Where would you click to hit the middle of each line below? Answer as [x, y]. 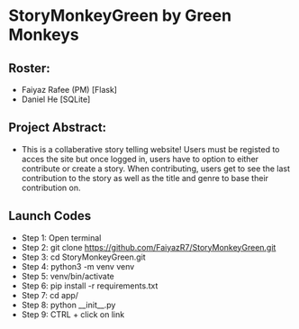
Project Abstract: [58, 128]
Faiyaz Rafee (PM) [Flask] [69, 90]
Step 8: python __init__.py [68, 305]
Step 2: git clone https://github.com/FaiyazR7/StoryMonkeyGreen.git [149, 247]
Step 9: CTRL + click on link [73, 314]
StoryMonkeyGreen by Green [120, 16]
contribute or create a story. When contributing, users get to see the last [155, 169]
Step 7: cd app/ [50, 295]
